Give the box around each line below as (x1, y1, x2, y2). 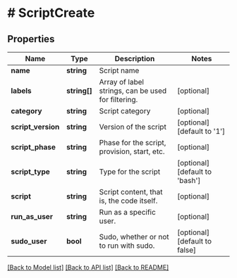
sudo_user (11, 236, 47, 246)
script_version (11, 122, 60, 132)
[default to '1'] (177, 127, 226, 136)
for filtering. (99, 95, 138, 104)
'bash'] (177, 176, 201, 185)
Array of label (99, 77, 145, 87)
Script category (99, 106, 151, 115)
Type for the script (99, 167, 161, 177)
